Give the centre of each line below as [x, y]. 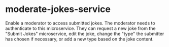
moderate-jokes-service [58, 9]
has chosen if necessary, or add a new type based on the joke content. [79, 39]
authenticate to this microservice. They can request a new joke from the [80, 28]
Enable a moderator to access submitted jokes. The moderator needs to [80, 23]
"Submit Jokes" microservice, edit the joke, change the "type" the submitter [85, 33]
